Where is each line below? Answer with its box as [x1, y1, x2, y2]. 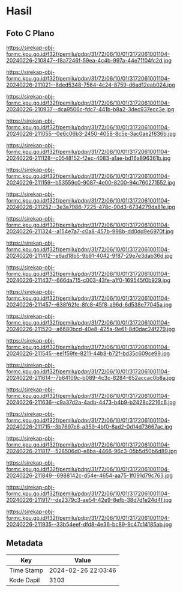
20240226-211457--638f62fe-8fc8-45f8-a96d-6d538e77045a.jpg [6, 301, 172, 308]
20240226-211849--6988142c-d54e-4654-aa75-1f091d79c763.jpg [6, 472, 173, 479]
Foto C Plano [6, 28, 55, 38]
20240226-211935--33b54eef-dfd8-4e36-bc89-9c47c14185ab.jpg [6, 521, 172, 528]
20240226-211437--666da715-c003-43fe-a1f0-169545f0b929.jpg [6, 276, 171, 284]
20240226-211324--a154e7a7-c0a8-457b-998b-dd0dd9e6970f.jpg [6, 228, 174, 235]
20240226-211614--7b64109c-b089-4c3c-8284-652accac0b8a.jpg [6, 374, 175, 381]
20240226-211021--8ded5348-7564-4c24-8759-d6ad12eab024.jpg [6, 81, 175, 88]
